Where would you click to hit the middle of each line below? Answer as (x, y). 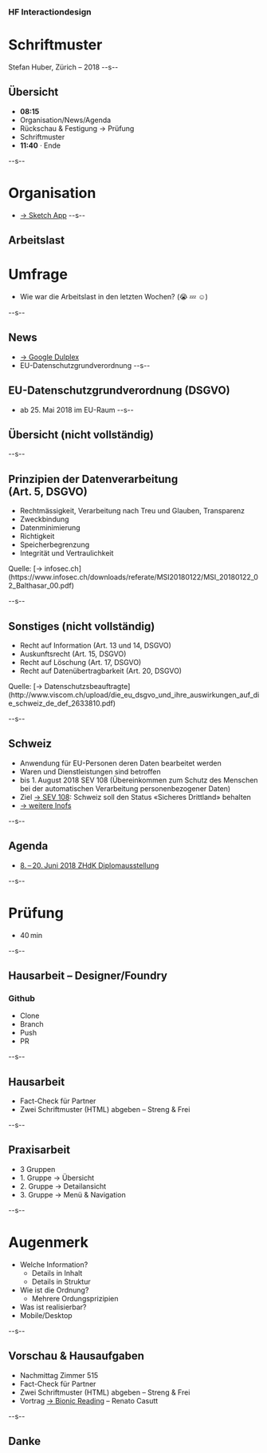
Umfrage (38, 275)
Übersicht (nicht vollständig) (81, 435)
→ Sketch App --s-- (53, 215)
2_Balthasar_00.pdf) (41, 586)
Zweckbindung (44, 519)
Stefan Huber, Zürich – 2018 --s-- (63, 67)
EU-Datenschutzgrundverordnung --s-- (85, 365)
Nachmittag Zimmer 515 (59, 1375)
